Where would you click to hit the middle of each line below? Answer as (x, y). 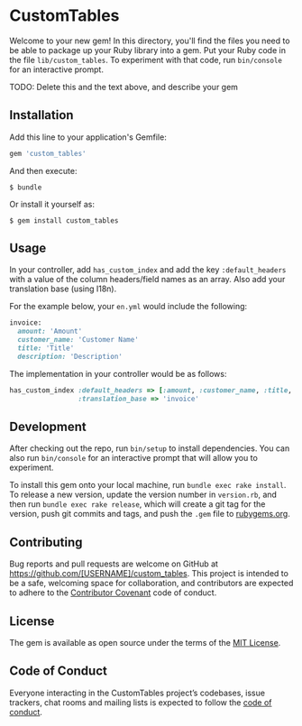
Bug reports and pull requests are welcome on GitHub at (114, 564)
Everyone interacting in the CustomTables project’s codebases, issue (137, 693)
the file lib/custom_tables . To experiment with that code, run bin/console (146, 60)
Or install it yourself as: (52, 204)
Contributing (46, 542)
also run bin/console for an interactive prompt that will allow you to (134, 458)
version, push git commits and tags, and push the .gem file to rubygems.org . (150, 514)
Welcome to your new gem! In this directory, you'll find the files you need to (150, 41)
